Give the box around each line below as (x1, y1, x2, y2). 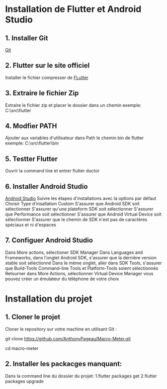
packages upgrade (5, 378, 44, 384)
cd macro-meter (5, 345, 39, 351)
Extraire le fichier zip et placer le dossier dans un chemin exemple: (5, 102, 142, 108)
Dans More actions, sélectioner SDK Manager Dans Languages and (5, 249, 143, 255)
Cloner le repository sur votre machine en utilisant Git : (5, 326, 117, 332)
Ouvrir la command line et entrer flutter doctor (5, 168, 100, 174)
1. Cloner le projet (5, 313, 61, 321)
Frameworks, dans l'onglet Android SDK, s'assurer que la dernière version (5, 254, 157, 260)
